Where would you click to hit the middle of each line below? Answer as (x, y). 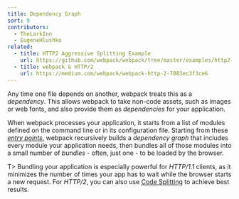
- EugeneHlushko (38, 41)
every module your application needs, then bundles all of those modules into (119, 145)
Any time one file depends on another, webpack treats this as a (100, 94)
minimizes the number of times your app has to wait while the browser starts (119, 174)
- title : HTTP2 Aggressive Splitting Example (83, 54)
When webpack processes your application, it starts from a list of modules (116, 122)
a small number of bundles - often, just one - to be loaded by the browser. (116, 153)
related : (20, 47)
